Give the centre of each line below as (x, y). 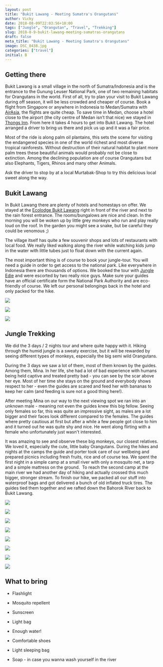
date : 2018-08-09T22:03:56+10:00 (39, 23)
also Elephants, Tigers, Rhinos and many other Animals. (61, 163)
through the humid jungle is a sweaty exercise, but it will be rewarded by (78, 351)
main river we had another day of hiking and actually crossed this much (77, 472)
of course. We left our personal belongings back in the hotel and (86, 286)
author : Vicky (19, 19)
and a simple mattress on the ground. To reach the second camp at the (77, 467)
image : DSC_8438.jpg (26, 46)
